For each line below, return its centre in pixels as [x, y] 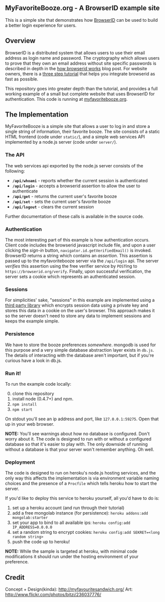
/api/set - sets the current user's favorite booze [61, 201]
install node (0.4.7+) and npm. [43, 399]
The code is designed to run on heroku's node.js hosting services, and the [81, 473]
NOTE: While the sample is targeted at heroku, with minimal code [71, 551]
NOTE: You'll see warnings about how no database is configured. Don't [77, 434]
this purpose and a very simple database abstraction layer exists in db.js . [80, 350]
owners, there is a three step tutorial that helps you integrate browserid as [80, 74]
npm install [24, 404]
